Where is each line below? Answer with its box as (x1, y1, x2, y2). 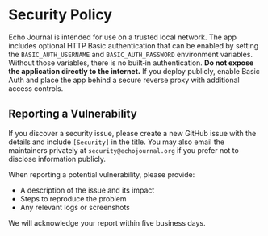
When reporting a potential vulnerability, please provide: (8, 169, 195, 179)
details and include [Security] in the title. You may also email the (8, 137, 224, 147)
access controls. (8, 83, 64, 93)
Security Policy (8, 6, 113, 24)
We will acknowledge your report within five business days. (8, 217, 206, 227)
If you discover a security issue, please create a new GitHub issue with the (8, 128, 257, 138)
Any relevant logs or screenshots (19, 202, 131, 212)
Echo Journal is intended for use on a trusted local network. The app (8, 32, 237, 42)
